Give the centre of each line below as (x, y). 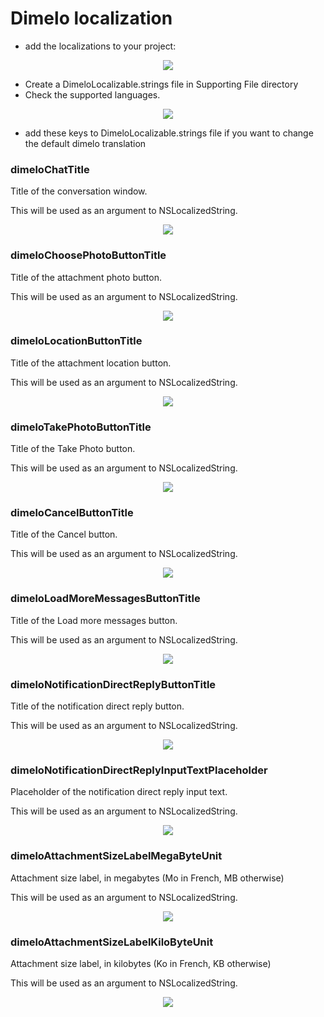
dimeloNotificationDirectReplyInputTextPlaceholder (139, 770)
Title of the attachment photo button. (86, 277)
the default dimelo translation (85, 143)
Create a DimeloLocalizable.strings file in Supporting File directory (161, 84)
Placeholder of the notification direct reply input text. (119, 792)
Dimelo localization (91, 18)
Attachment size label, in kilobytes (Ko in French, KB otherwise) (141, 963)
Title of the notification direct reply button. (97, 706)
